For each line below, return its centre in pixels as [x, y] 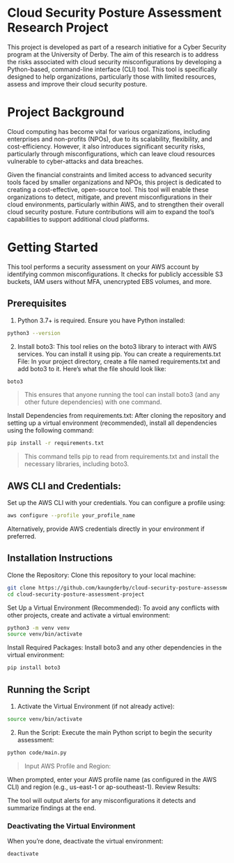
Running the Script [49, 690]
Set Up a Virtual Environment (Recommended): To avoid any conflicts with [114, 608]
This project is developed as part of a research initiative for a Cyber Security [117, 47]
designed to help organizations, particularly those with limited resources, [112, 76]
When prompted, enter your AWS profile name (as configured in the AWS [112, 779]
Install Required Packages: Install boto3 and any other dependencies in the [115, 647]
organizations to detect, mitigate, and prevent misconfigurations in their [110, 197]
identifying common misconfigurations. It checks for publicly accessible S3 [115, 274]
